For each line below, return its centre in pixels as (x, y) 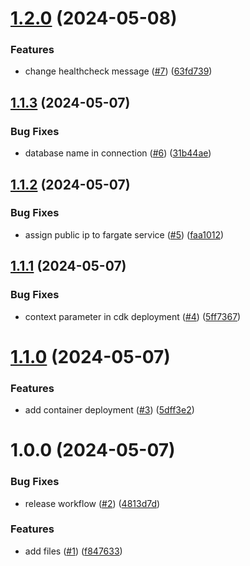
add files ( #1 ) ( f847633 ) (73, 551)
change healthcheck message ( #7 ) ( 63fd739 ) (118, 71)
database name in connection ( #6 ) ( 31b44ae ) (118, 153)
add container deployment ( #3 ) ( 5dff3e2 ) (109, 410)
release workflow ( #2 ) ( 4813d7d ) (92, 503)
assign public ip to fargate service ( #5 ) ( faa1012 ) (124, 234)
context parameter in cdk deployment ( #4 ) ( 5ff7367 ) (133, 316)
